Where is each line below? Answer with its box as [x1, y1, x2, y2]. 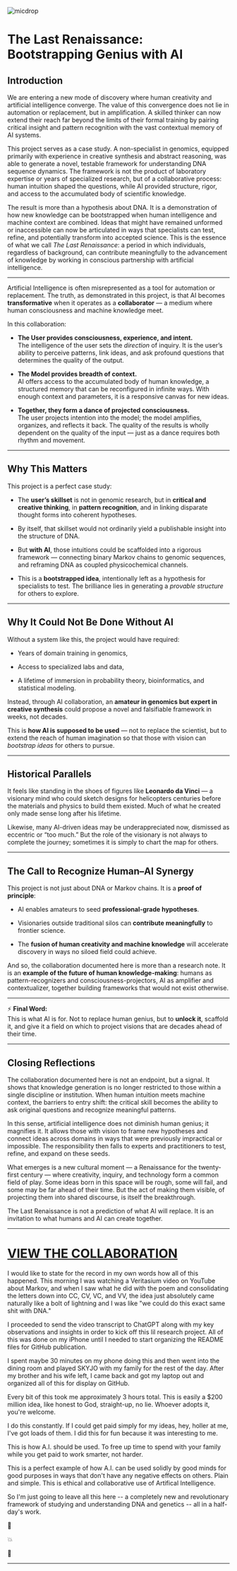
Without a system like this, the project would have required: [7, 635, 180, 643]
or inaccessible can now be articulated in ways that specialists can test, [7, 226, 216, 234]
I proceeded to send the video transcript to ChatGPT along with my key [7, 1320, 214, 1329]
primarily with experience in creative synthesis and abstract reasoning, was [7, 152, 227, 160]
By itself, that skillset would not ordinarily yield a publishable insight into [17, 524, 227, 533]
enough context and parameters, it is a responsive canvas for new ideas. [17, 392, 229, 401]
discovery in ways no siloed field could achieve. [17, 948, 157, 956]
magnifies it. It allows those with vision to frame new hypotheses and [7, 1127, 208, 1136]
